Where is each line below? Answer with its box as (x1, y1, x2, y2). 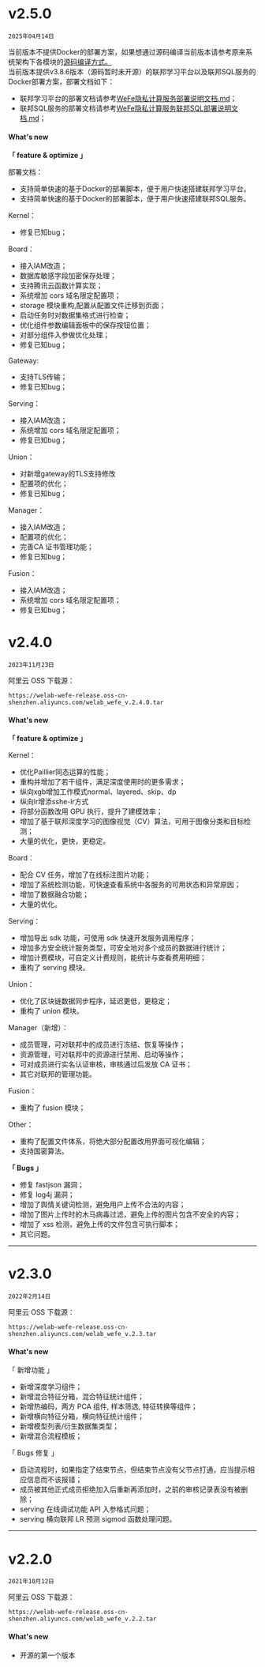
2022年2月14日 (8, 1293, 51, 1300)
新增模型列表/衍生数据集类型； (19, 1421, 120, 1431)
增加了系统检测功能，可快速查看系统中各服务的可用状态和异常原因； (19, 880, 241, 890)
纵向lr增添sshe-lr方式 (19, 797, 89, 807)
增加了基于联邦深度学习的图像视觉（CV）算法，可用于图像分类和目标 (19, 817, 244, 826)
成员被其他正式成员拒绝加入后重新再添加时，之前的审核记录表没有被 (19, 1484, 241, 1494)
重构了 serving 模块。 (19, 963, 90, 973)
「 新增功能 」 (8, 1365, 54, 1375)
